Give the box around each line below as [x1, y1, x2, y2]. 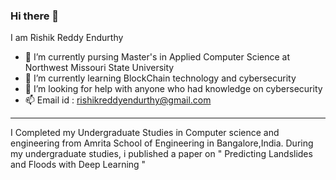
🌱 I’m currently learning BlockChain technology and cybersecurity [24, 72, 297, 84]
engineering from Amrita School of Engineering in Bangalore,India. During [10, 137, 314, 149]
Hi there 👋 [10, 9, 60, 23]
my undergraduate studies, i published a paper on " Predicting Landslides [10, 148, 313, 160]
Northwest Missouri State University [24, 62, 175, 74]
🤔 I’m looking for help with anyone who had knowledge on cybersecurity [24, 83, 323, 95]
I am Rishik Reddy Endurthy [10, 32, 124, 44]
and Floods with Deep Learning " [10, 159, 147, 171]
